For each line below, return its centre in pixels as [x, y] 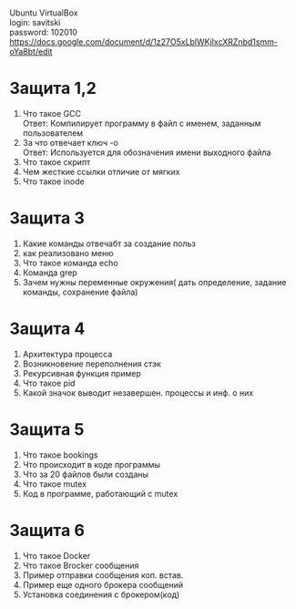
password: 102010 [43, 32]
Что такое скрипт [56, 161]
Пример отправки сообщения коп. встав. [103, 575]
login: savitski [35, 22]
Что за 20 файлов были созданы [85, 474]
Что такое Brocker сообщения [81, 565]
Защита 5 [47, 429]
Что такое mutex [55, 484]
